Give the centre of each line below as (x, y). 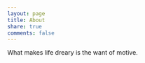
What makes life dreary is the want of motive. (72, 53)
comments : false (31, 33)
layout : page (26, 13)
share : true (25, 26)
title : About (26, 20)
